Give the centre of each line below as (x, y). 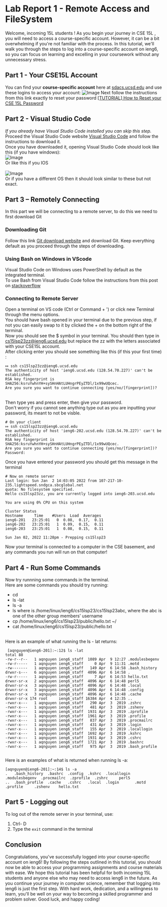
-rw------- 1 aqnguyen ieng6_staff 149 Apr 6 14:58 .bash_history (81, 668)
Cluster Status (21, 512)
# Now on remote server (30, 477)
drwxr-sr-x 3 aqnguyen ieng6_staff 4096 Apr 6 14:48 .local (73, 686)
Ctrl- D (19, 824)
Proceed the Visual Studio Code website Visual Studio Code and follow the (82, 136)
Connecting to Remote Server (42, 298)
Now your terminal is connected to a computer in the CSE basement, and (80, 547)
